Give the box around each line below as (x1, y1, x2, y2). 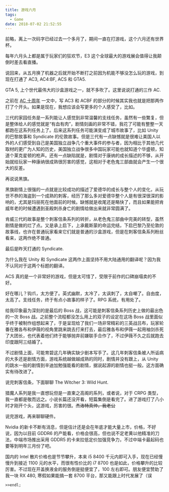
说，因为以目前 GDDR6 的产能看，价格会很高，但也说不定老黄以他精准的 (5, 430, 155, 437)
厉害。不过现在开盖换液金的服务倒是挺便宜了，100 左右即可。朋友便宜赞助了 (5, 466, 164, 472)
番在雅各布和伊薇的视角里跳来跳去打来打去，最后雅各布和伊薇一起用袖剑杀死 (5, 326, 164, 333)
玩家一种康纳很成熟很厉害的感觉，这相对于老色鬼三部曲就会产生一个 (18, 159, 159, 165)
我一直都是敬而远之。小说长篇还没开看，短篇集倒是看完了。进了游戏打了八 (5, 396, 159, 402)
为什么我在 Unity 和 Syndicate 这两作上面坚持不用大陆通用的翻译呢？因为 (5, 257, 157, 263)
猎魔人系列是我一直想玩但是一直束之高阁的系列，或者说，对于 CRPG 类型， (5, 390, 161, 396)
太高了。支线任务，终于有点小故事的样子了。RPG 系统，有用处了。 (5, 297, 143, 303)
